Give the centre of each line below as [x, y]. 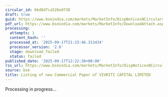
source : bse [17, 70]
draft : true [17, 14]
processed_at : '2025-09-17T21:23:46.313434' [57, 42]
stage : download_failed [34, 51]
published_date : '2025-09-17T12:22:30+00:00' [53, 61]
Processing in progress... [31, 89]
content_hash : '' [28, 38]
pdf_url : [14, 24]
